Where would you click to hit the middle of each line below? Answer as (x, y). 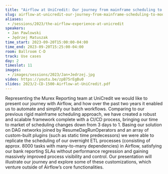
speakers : (15, 28)
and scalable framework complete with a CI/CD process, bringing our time (82, 119)
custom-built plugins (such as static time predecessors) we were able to (79, 135)
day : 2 (12, 61)
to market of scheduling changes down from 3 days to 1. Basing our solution (83, 125)
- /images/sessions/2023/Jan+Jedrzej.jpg (51, 75)
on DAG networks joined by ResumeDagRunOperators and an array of (77, 130)
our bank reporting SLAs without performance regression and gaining (77, 151)
